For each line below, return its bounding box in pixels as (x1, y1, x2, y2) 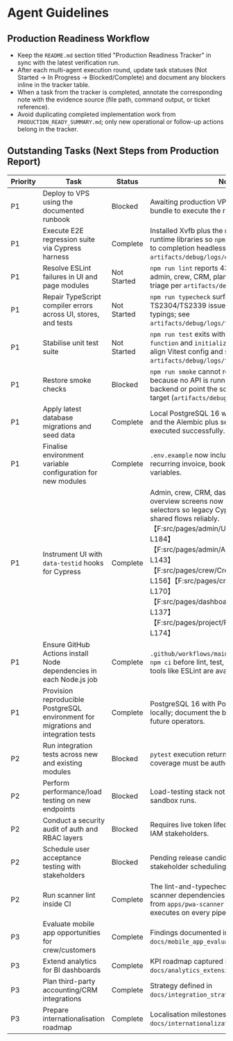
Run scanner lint (42, 890, 96, 900)
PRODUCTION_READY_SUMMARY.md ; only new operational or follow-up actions (17, 118, 224, 126)
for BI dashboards (42, 965, 101, 975)
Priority (10, 176, 36, 186)
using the (42, 197, 74, 207)
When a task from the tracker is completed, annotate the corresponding (17, 88, 223, 96)
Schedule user (42, 844, 90, 854)
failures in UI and (42, 271, 98, 281)
